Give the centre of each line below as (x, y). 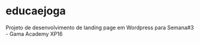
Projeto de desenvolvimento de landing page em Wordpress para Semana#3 (100, 27)
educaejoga (36, 11)
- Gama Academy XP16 (34, 33)
